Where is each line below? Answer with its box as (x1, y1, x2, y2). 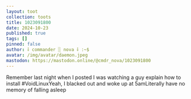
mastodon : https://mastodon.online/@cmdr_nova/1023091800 (6, 57, 151, 63)
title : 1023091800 (6, 19, 51, 25)
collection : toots (6, 14, 51, 20)
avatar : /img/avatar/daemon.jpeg (6, 52, 88, 58)
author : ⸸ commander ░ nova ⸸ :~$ (6, 47, 89, 53)
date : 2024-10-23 (6, 25, 49, 31)
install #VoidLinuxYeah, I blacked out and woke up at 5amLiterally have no (6, 80, 185, 87)
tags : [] (6, 36, 28, 42)
